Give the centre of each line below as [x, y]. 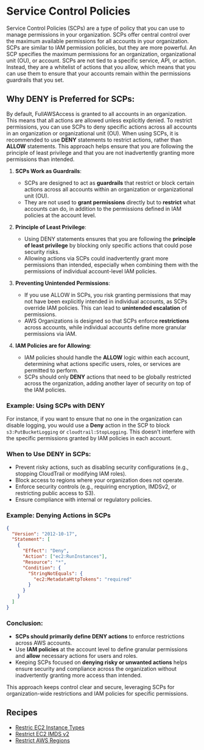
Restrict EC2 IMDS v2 [42, 734]
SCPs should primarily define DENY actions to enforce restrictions [100, 637]
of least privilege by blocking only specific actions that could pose [108, 245]
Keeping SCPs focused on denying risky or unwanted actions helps [101, 662]
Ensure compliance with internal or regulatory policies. [83, 500]
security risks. [42, 252]
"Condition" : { [42, 568]
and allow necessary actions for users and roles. [76, 656]
